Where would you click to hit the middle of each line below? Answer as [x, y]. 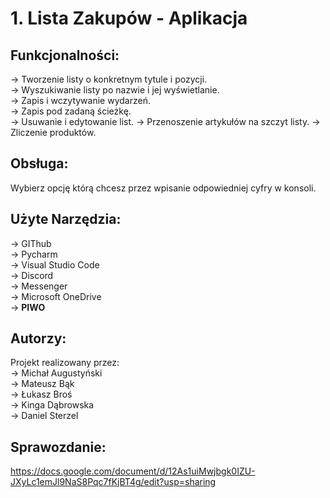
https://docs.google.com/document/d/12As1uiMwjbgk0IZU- [133, 471]
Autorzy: [38, 338]
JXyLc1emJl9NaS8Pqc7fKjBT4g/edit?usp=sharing [113, 482]
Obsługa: [39, 163]
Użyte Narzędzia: [66, 219]
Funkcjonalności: [65, 55]
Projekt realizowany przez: [65, 363]
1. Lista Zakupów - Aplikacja [129, 18]
